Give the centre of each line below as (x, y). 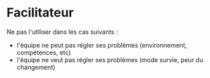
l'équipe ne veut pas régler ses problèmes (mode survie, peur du (110, 59)
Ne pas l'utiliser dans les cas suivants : (62, 32)
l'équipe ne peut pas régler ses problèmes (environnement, (102, 45)
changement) (36, 67)
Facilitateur (40, 13)
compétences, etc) (44, 52)
